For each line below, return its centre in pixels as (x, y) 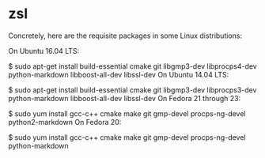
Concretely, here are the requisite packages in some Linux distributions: (125, 36)
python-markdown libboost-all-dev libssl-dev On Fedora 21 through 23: (125, 98)
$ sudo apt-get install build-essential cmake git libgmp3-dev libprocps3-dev (132, 90)
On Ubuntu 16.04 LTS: (44, 51)
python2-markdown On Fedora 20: (65, 122)
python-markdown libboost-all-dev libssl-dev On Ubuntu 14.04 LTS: (119, 74)
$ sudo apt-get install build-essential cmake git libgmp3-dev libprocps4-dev (132, 66)
